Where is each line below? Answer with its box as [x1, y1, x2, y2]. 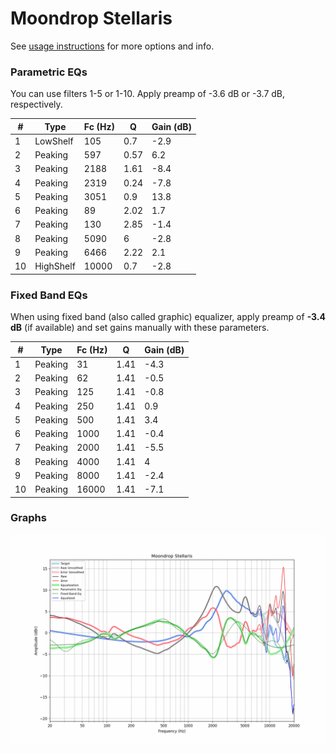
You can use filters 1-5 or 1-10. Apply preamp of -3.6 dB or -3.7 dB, [10, 88, 286, 100]
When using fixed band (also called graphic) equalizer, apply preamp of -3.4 [10, 311, 327, 323]
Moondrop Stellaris [10, 7, 173, 30]
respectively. [10, 98, 63, 111]
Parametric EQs [10, 65, 88, 79]
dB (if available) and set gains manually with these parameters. [10, 322, 270, 334]
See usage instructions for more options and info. [10, 40, 215, 52]
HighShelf [34, 260, 76, 272]
